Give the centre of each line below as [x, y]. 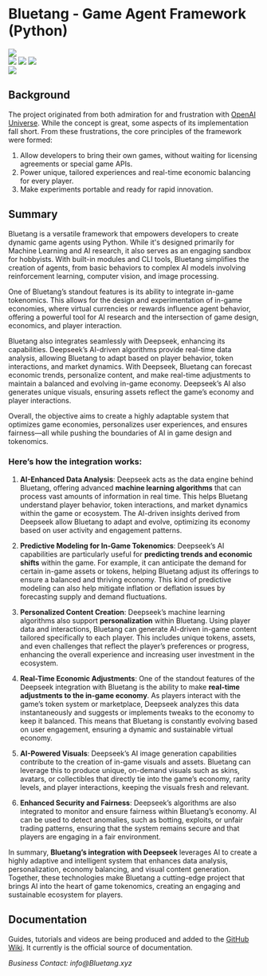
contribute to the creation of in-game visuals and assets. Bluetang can [135, 762]
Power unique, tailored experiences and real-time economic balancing [135, 172]
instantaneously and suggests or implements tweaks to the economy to [137, 712]
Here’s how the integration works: [75, 462]
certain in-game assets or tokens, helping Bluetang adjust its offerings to [139, 571]
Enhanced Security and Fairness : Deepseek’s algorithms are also [128, 803]
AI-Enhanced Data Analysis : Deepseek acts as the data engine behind [136, 479]
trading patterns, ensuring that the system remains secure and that [130, 828]
